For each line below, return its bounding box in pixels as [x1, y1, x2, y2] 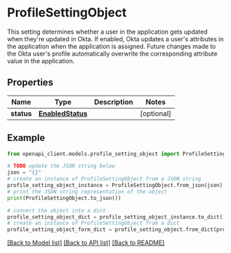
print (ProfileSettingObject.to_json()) [7, 195, 122, 201]
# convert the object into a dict [7, 207, 107, 214]
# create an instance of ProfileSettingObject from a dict [7, 220, 180, 227]
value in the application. [7, 56, 75, 65]
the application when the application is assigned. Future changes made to [7, 42, 217, 50]
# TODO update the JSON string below [7, 163, 115, 170]
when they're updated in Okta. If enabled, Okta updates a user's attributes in [7, 34, 224, 43]
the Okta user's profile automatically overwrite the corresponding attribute [7, 49, 218, 58]
